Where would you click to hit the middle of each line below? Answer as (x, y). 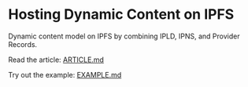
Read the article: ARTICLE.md (56, 60)
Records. (23, 44)
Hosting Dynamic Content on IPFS (121, 14)
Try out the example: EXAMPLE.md (65, 74)
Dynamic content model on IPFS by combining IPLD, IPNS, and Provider (124, 36)
